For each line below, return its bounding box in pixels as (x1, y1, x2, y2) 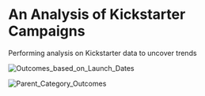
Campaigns (8, 22, 85, 40)
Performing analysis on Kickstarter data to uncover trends (8, 48, 197, 57)
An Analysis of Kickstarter (8, 6, 186, 24)
